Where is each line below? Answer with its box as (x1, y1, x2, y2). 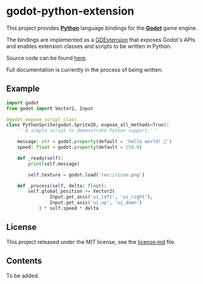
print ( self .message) (28, 161, 80, 167)
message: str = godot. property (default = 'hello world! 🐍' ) (17, 138, 172, 145)
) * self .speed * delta (38, 205, 99, 211)
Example (6, 84, 40, 94)
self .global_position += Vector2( (28, 188, 115, 195)
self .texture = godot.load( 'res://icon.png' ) (28, 172, 145, 178)
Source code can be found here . (6, 54, 87, 61)
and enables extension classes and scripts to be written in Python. (6, 42, 172, 50)
